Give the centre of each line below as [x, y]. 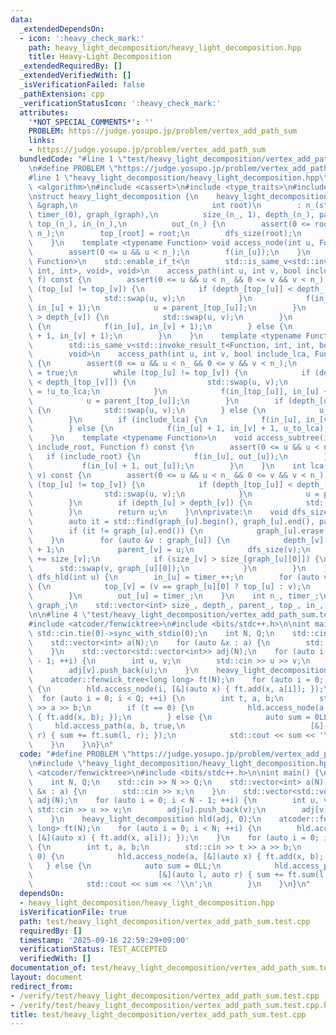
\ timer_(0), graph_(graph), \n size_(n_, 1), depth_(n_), [171, 215]
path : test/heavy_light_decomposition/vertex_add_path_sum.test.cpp [165, 921]
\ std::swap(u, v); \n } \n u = [174, 494]
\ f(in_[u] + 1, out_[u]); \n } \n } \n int [167, 466]
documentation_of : [48, 968]
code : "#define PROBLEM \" [75, 754]
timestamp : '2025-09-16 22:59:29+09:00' [104, 940]
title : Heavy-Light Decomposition [100, 57]
